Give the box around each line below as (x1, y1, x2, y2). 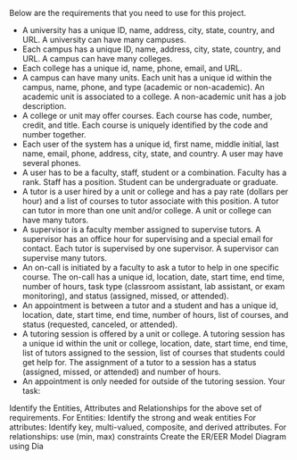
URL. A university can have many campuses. (21, 35, 187, 45)
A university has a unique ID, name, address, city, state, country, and (21, 25, 275, 35)
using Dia (9, 441, 45, 451)
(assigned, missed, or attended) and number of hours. (21, 366, 221, 377)
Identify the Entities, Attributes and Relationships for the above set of (9, 403, 262, 414)
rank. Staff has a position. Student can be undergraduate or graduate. (21, 177, 278, 187)
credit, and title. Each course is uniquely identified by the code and (21, 120, 268, 130)
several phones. (21, 158, 82, 168)
